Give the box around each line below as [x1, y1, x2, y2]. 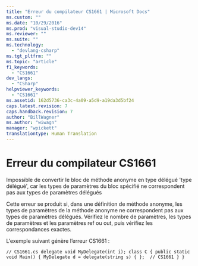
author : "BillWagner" [6, 114, 60, 120]
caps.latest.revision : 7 [6, 103, 68, 109]
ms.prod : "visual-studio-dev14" [6, 25, 86, 32]
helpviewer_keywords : [6, 86, 60, 92]
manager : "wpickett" [6, 125, 58, 131]
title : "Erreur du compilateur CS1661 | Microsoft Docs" [6, 8, 150, 15]
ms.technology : [6, 42, 44, 48]
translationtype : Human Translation [6, 131, 97, 137]
